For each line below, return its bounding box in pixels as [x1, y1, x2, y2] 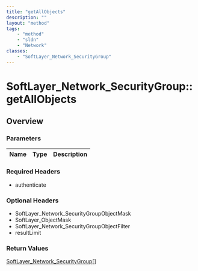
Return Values [6, 245, 49, 253]
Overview [6, 116, 44, 126]
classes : [6, 48, 28, 54]
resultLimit [14, 229, 42, 237]
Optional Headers [6, 196, 59, 205]
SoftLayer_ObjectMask [14, 216, 71, 223]
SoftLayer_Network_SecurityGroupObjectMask [14, 210, 131, 217]
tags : [6, 25, 20, 32]
